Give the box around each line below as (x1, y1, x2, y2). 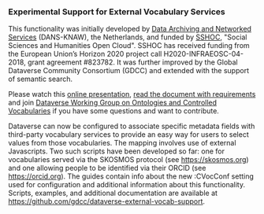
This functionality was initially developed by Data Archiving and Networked (8, 24, 252, 34)
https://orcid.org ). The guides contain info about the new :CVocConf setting (8, 172, 255, 181)
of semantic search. (8, 74, 73, 84)
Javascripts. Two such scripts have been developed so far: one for (8, 146, 225, 156)
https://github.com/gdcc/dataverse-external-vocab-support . (8, 197, 206, 206)
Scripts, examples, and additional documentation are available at (8, 188, 218, 198)
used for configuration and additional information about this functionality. (8, 180, 246, 190)
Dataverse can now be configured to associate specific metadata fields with (8, 121, 255, 131)
